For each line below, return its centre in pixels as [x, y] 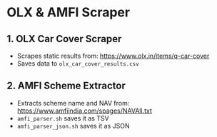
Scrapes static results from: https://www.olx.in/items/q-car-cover [113, 56]
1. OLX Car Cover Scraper [64, 39]
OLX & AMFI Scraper [68, 12]
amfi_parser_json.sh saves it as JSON [73, 126]
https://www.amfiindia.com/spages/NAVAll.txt [85, 111]
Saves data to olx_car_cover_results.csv [78, 64]
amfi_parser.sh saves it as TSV [63, 118]
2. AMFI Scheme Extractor [66, 86]
